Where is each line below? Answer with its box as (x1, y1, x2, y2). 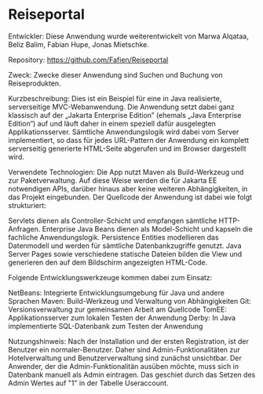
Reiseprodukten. (8, 78, 61, 88)
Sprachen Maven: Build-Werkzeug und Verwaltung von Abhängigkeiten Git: (8, 296, 251, 305)
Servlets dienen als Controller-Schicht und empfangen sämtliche (8, 216, 217, 225)
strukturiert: (8, 200, 47, 210)
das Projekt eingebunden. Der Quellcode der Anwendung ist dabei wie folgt (8, 192, 253, 202)
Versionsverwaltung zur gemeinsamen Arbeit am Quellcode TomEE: (8, 305, 228, 314)
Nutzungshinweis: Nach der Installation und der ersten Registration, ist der (8, 336, 250, 346)
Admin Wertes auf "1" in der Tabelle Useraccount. (8, 378, 169, 388)
